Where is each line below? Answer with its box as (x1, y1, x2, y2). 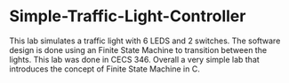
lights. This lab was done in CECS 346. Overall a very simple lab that (9, 54, 260, 64)
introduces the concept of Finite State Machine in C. (9, 64, 200, 74)
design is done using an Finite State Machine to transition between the (9, 44, 268, 55)
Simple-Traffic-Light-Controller (9, 6, 246, 26)
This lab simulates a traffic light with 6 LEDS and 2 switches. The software (9, 35, 281, 46)
